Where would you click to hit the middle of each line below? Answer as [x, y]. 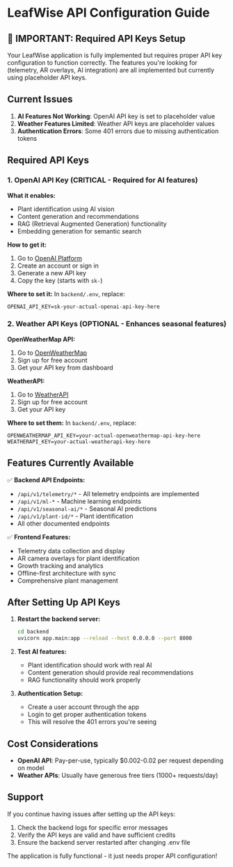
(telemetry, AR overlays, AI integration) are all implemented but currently [111, 70]
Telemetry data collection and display [71, 551]
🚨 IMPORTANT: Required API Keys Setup [96, 39]
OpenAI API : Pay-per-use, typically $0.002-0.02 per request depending [120, 760]
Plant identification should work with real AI [90, 665]
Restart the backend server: [59, 619]
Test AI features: [42, 652]
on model [31, 767]
